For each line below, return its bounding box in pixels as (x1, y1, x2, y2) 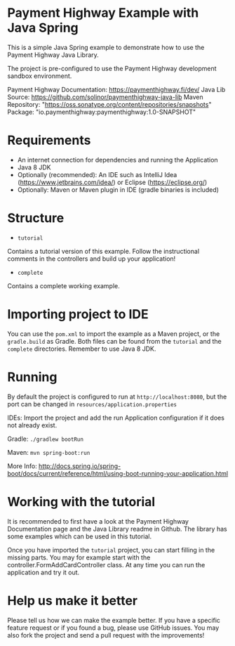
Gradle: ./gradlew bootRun (7, 434, 84, 443)
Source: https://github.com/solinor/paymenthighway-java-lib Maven (7, 93, 203, 101)
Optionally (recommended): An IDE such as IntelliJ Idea (17, 170, 177, 179)
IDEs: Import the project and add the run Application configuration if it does (7, 413, 224, 422)
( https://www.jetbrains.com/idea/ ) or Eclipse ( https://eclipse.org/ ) (17, 178, 208, 186)
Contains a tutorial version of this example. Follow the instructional (7, 247, 200, 255)
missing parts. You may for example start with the (7, 553, 151, 562)
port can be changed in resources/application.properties (7, 399, 177, 408)
